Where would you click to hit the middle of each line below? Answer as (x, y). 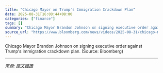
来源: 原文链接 (19, 66)
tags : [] (14, 23)
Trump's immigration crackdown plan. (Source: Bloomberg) (64, 51)
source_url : (17, 32)
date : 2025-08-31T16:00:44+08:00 (39, 14)
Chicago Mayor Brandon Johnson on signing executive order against (73, 46)
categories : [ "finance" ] (30, 18)
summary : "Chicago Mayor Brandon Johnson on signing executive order (77, 28)
